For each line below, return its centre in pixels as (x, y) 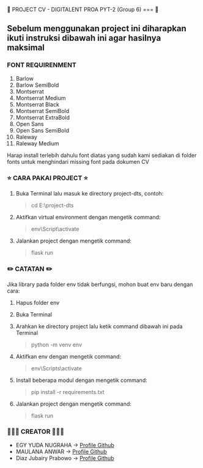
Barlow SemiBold (37, 85)
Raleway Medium (38, 143)
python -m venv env (56, 345)
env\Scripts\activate (56, 368)
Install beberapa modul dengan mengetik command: (81, 380)
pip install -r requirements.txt (68, 392)
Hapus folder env (38, 303)
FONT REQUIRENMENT (42, 65)
